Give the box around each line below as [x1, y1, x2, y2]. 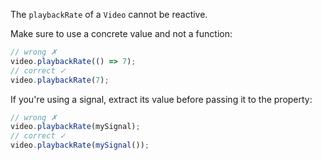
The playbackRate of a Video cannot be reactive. [10, 9, 208, 20]
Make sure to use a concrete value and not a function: [10, 28, 233, 39]
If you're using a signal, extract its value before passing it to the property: [10, 93, 313, 105]
